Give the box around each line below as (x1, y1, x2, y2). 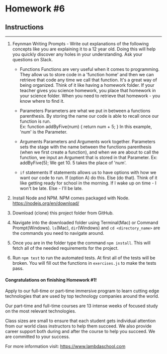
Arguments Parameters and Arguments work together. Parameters (19, 139, 156, 145)
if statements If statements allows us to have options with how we (19, 170, 157, 175)
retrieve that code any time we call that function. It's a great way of (19, 77, 158, 83)
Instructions (5, 23, 44, 31)
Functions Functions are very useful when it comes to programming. (19, 66, 160, 72)
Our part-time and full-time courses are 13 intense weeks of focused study (5, 303, 158, 309)
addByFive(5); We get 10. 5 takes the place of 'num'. (19, 160, 127, 166)
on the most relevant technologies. (5, 308, 76, 314)
